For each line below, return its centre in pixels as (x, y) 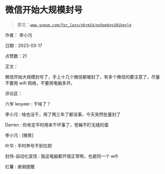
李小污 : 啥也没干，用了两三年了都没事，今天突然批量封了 (63, 114)
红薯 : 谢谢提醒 (20, 166)
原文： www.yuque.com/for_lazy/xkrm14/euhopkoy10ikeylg (74, 25)
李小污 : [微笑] (19, 135)
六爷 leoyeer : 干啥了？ (28, 104)
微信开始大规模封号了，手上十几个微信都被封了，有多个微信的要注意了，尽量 (82, 77)
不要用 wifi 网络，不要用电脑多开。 (40, 83)
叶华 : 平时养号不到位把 (28, 145)
